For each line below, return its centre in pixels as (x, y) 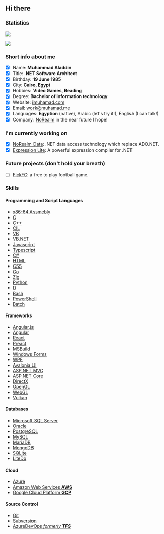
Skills (12, 188)
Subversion (24, 521)
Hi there (18, 8)
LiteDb (20, 458)
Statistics (17, 23)
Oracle (20, 426)
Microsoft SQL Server (35, 420)
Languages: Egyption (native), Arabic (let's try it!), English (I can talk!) (86, 114)
